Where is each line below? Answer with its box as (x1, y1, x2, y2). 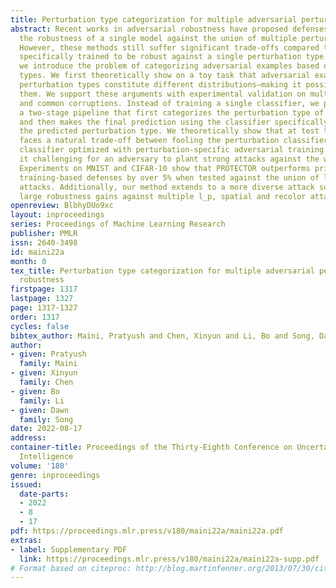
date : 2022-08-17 (10, 424, 83, 434)
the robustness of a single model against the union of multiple (19, 33, 298, 43)
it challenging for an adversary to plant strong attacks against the (19, 154, 320, 164)
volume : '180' (10, 461, 70, 471)
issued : (10, 479, 43, 490)
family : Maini (19, 359, 78, 369)
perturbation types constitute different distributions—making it (19, 80, 302, 90)
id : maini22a (10, 247, 65, 257)
